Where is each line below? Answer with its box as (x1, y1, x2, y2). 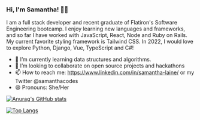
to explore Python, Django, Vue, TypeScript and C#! (6, 44, 134, 51)
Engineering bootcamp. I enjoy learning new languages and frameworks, (6, 25, 186, 32)
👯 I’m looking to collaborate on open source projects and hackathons (14, 62, 185, 69)
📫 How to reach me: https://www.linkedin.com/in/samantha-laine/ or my (14, 69, 195, 76)
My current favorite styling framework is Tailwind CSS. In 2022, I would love (6, 38, 193, 45)
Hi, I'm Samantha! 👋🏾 (6, 5, 69, 14)
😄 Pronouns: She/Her (14, 84, 69, 91)
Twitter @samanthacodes (14, 78, 78, 85)
